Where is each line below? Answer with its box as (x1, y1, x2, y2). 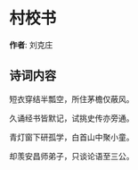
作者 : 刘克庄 (9, 39, 53, 50)
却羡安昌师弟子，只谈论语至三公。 (9, 150, 134, 161)
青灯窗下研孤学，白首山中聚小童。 (9, 132, 134, 142)
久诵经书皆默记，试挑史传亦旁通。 (9, 113, 134, 123)
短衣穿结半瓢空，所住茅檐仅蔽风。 (9, 93, 134, 104)
